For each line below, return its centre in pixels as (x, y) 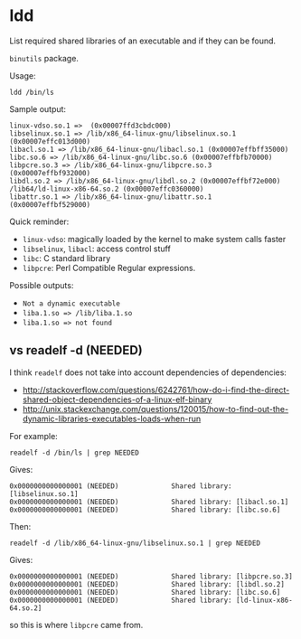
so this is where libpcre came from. (76, 625)
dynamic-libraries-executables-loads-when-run (112, 418)
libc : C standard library (66, 258)
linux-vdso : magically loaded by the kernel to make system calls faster (154, 239)
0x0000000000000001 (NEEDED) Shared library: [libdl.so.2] (147, 584)
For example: (34, 436)
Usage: (23, 75)
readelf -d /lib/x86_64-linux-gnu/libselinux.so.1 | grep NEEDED (135, 543)
